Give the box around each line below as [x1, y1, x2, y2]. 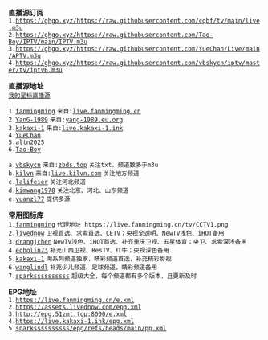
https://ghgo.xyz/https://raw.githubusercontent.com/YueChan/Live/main [15, 45, 261, 53]
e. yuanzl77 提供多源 [8, 195, 71, 203]
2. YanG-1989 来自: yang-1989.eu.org [8, 116, 124, 124]
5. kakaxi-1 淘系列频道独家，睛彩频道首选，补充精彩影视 [8, 255, 173, 263]
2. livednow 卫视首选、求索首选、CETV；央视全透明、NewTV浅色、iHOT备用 [8, 229, 225, 237]
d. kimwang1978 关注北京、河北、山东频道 [8, 186, 129, 195]
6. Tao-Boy [8, 145, 42, 154]
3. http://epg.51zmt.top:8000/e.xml [8, 310, 128, 318]
